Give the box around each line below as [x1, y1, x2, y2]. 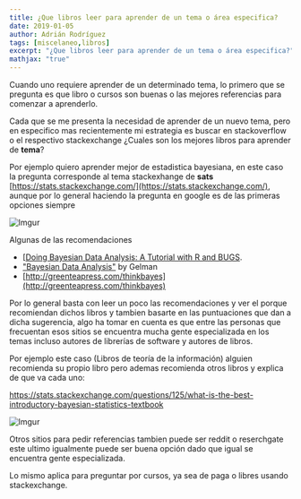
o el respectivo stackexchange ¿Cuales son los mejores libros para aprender [9, 135, 291, 145]
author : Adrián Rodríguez [9, 30, 106, 39]
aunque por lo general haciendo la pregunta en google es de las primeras [9, 190, 280, 201]
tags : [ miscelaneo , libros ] [9, 38, 110, 47]
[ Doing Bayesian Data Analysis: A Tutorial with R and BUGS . [21, 252, 243, 262]
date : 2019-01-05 [9, 22, 74, 30]
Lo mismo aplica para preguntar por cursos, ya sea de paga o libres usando [9, 470, 288, 480]
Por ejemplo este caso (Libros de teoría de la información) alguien [9, 353, 253, 364]
